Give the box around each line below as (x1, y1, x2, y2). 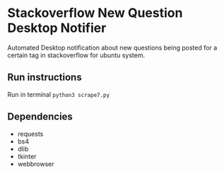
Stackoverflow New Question (7, 5, 183, 21)
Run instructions (7, 71, 83, 83)
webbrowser (17, 159, 54, 168)
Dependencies (7, 111, 73, 123)
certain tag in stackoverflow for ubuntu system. (7, 51, 146, 59)
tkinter (17, 152, 37, 161)
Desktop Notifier (7, 20, 107, 36)
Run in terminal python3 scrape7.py (7, 90, 110, 98)
